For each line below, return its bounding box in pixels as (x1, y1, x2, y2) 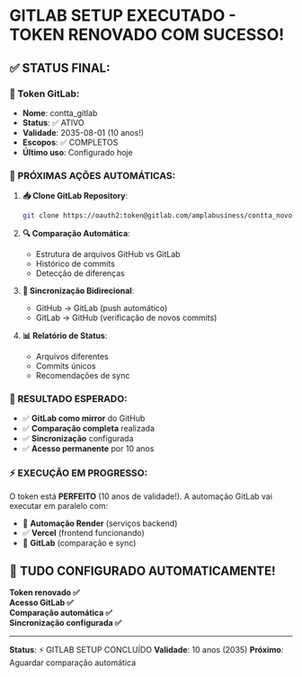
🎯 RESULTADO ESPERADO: (9, 392, 128, 405)
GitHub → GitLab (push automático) (35, 303, 168, 314)
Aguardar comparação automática (9, 657, 137, 668)
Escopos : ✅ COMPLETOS (22, 137, 119, 147)
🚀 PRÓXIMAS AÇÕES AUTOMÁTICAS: (9, 169, 176, 182)
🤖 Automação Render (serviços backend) (22, 518, 178, 529)
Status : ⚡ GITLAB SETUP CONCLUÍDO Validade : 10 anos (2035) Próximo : (9, 645, 284, 655)
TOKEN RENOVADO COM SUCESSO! (9, 24, 285, 45)
